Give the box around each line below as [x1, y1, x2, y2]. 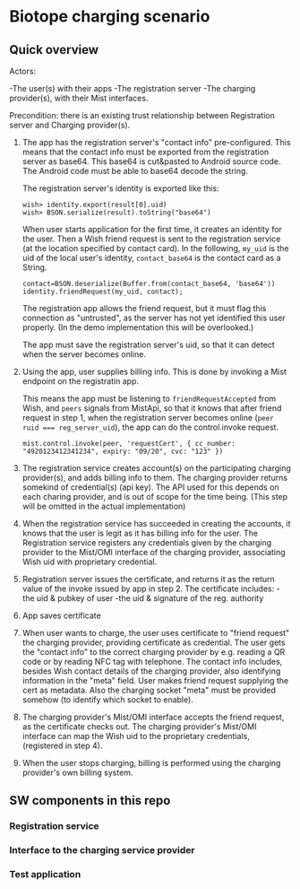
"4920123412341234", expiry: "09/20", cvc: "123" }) [21, 447, 224, 456]
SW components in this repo [9, 793, 171, 808]
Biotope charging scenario [9, 6, 210, 27]
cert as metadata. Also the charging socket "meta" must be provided [21, 684, 276, 695]
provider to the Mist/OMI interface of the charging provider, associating [21, 547, 286, 557]
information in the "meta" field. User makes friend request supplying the [21, 675, 289, 685]
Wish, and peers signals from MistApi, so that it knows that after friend [21, 403, 282, 414]
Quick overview [9, 42, 99, 57]
